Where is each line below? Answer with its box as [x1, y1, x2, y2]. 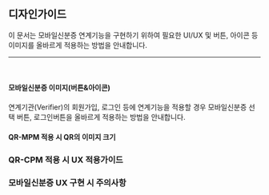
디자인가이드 [8, 7, 66, 22]
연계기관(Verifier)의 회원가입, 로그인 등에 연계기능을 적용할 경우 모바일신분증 [8, 102, 247, 112]
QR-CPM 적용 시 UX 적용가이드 [8, 154, 124, 165]
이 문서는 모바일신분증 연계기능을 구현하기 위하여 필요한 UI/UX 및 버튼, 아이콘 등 [8, 30, 259, 40]
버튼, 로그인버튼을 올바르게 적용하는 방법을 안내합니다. [16, 113, 186, 122]
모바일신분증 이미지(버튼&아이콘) [8, 83, 110, 93]
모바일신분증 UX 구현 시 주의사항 [8, 177, 126, 189]
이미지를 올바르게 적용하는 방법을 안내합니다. [8, 40, 148, 50]
